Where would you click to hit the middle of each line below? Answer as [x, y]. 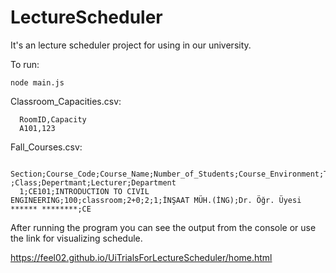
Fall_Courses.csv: [46, 147]
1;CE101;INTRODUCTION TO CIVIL [84, 191]
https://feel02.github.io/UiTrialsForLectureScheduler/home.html [141, 257]
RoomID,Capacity [53, 119]
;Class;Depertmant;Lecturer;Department [93, 182]
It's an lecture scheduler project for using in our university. [131, 45]
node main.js [37, 82]
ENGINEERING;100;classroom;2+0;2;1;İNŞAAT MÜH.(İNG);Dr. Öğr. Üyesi [156, 200]
